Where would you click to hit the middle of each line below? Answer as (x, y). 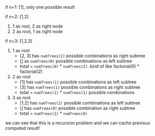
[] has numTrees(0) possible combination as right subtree (77, 108)
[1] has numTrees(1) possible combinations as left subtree (78, 82)
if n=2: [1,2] (17, 17)
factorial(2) (31, 71)
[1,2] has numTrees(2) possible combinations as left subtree (80, 103)
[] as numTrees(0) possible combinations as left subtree (76, 61)
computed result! (23, 128)
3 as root (21, 98)
